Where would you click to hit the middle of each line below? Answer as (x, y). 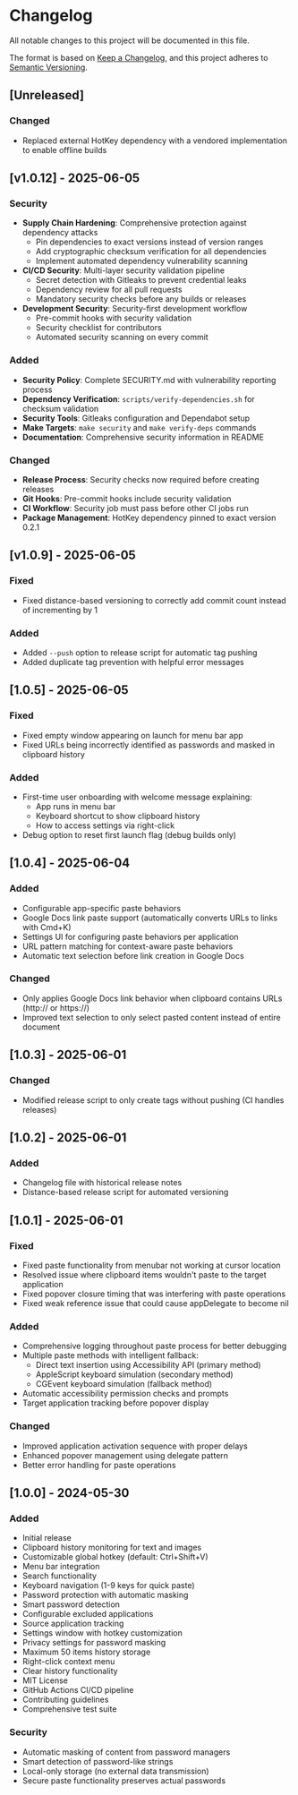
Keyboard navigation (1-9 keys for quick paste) (108, 1586)
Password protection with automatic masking (105, 1595)
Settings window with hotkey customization (102, 1633)
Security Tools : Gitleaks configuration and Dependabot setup (136, 418)
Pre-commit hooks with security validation (114, 318)
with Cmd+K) (47, 927)
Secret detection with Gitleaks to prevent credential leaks (141, 280)
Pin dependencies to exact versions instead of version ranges (149, 242)
